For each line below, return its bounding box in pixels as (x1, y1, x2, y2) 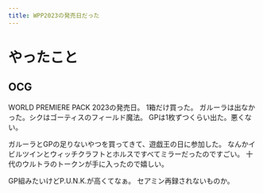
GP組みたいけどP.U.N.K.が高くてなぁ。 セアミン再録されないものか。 (8, 176, 234, 185)
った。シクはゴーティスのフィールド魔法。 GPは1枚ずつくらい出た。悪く (8, 112, 245, 122)
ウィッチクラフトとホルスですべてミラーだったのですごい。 (49, 149, 245, 159)
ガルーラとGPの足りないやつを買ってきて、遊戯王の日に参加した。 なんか (8, 139, 249, 149)
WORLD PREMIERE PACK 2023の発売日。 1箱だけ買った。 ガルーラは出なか (8, 102, 256, 112)
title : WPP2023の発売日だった (8, 11, 100, 20)
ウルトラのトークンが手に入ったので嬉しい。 (21, 159, 168, 168)
